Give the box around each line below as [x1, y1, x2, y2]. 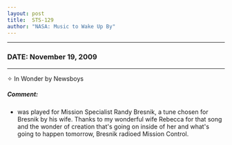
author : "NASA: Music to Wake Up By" [7, 23, 116, 30]
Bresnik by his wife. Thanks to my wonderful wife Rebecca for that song [17, 115, 222, 123]
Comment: [7, 90, 39, 99]
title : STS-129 [7, 17, 54, 23]
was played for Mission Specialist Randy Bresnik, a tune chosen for [17, 108, 209, 116]
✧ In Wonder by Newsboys [7, 74, 84, 83]
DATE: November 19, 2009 [7, 52, 98, 62]
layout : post [7, 10, 45, 17]
